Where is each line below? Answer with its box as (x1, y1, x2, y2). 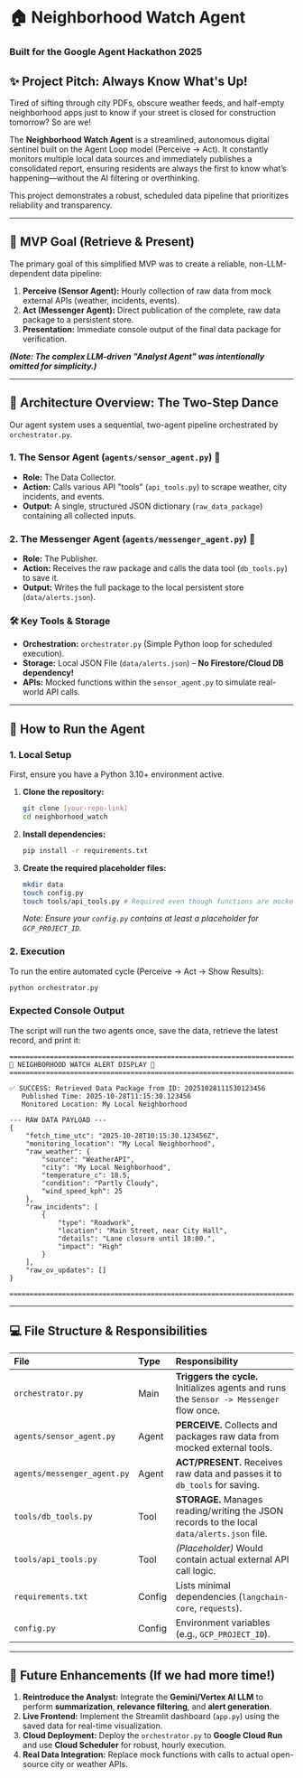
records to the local (175, 1515, 258, 1528)
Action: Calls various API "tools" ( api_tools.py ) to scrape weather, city (22, 481, 287, 492)
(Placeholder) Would (175, 1541, 263, 1554)
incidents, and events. (22, 491, 106, 501)
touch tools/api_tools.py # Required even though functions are (22, 896, 270, 906)
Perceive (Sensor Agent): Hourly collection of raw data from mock (22, 285, 272, 296)
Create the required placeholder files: (22, 862, 167, 873)
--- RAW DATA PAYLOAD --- (9, 1115, 106, 1125)
